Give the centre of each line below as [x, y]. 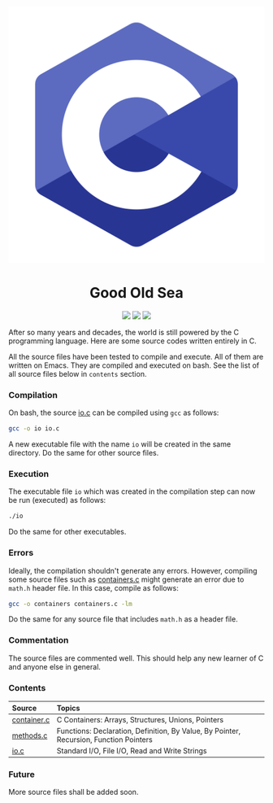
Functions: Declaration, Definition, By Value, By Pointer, [149, 731]
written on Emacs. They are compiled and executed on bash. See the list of [134, 365]
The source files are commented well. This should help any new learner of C [136, 658]
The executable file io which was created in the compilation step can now [132, 491]
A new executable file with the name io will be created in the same [120, 444]
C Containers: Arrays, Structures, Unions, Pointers [140, 719]
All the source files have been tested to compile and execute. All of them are [136, 356]
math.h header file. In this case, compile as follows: [93, 587]
